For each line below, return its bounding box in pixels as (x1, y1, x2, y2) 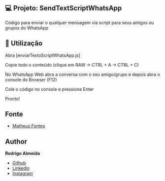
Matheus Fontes (12, 123, 45, 129)
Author (5, 137, 27, 145)
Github (12, 160, 26, 166)
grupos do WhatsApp (5, 25, 48, 31)
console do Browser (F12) (5, 76, 58, 82)
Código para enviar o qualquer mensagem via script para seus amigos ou (5, 19, 154, 26)
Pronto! (5, 96, 20, 102)
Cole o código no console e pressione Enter (5, 86, 94, 92)
